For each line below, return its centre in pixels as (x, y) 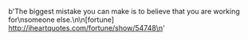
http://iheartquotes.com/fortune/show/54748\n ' (87, 28)
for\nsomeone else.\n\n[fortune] (61, 20)
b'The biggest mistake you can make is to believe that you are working (124, 11)
